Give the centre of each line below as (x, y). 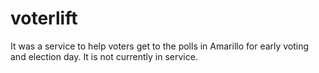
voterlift (44, 18)
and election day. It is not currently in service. (104, 56)
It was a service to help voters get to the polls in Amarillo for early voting (160, 46)
